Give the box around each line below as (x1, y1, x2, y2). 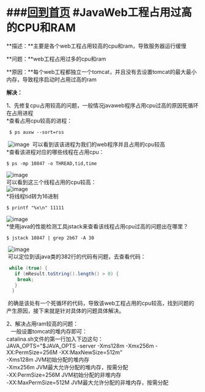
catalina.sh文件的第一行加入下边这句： (6, 335, 104, 343)
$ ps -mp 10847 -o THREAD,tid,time (6, 160, 97, 167)
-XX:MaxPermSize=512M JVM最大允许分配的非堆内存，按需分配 (6, 379, 169, 387)
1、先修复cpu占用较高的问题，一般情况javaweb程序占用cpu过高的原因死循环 (6, 101, 199, 109)
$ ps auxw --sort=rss (9, 129, 64, 135)
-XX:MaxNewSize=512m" (59, 349, 123, 356)
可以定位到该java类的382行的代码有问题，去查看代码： (7, 253, 146, 260)
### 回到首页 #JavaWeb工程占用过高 (6, 5, 192, 20)
